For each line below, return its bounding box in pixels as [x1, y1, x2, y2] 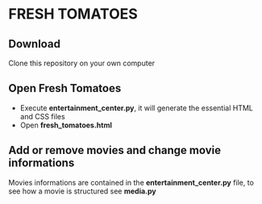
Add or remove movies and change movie [8, 144, 222, 157]
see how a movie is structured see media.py [8, 186, 157, 196]
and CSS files [19, 111, 66, 121]
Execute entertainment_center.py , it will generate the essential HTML [19, 102, 254, 113]
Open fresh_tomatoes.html [19, 120, 113, 130]
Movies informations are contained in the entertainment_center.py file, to [8, 177, 254, 187]
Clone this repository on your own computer [8, 58, 156, 68]
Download [8, 37, 60, 51]
